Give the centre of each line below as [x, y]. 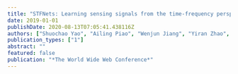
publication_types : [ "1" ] [45, 40]
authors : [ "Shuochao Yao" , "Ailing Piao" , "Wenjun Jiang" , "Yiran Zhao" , [119, 33]
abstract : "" [27, 47]
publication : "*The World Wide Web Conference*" [80, 60]
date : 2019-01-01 [33, 20]
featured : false [31, 54]
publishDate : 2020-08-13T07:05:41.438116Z [71, 27]
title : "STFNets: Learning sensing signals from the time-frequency [110, 14]
